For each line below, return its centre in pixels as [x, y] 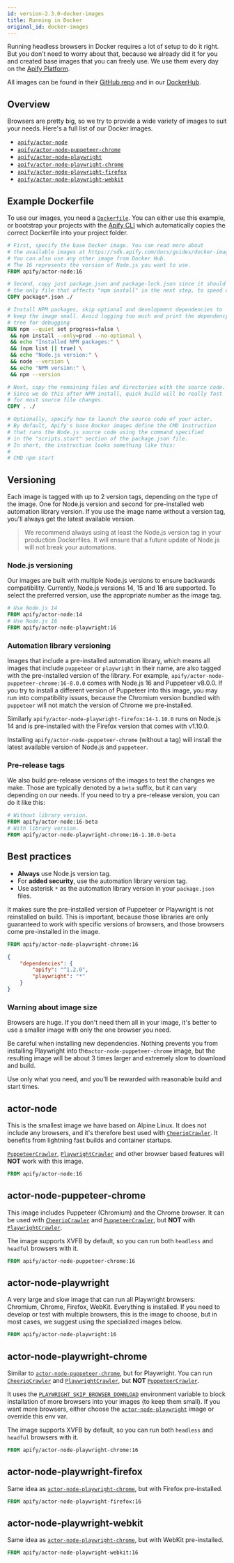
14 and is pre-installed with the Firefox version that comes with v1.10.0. [108, 726]
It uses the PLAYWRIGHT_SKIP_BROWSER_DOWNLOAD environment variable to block [117, 1394]
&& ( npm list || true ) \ [46, 349]
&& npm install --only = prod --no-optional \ [76, 336]
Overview [29, 104]
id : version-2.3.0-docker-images [56, 14]
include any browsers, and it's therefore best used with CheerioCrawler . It [112, 1133]
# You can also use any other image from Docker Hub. [87, 258]
